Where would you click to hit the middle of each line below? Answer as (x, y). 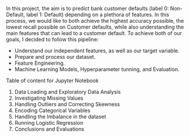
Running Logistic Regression (49, 123)
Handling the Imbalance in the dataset (60, 117)
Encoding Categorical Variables (52, 110)
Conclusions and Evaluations (49, 129)
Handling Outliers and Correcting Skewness (67, 104)
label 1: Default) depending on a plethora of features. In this (98, 15)
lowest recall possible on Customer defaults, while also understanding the (95, 27)
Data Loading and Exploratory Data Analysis (68, 92)
